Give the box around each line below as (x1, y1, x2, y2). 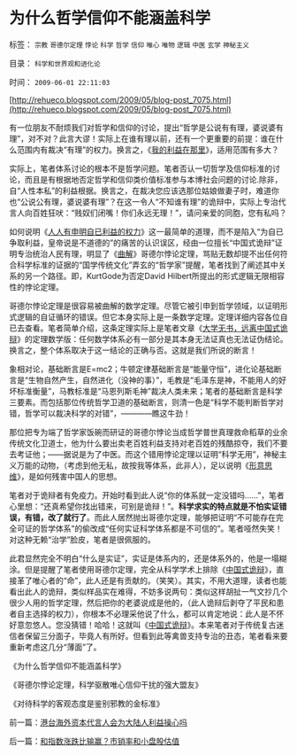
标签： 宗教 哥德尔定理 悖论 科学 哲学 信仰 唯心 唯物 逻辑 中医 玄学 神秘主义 (9, 39, 250, 50)
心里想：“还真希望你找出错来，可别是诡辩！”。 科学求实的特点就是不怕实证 (9, 501, 280, 511)
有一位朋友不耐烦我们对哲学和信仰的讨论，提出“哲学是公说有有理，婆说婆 (9, 121, 277, 133)
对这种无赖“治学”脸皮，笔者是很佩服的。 (9, 533, 156, 545)
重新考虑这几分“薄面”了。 (9, 642, 102, 652)
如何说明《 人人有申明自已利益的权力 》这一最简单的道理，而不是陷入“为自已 (9, 226, 285, 237)
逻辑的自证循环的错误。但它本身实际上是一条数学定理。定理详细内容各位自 (16, 311, 288, 322)
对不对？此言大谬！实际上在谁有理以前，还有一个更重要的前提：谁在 (27, 133, 277, 144)
